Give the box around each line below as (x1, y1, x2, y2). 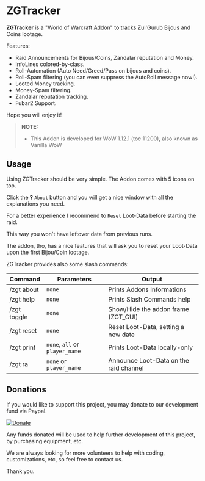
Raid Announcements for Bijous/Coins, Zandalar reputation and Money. (15, 54, 194, 61)
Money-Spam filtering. (15, 86, 72, 93)
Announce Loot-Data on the (108, 356, 189, 364)
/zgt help (9, 295, 35, 303)
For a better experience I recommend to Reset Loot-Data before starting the (6, 212, 196, 219)
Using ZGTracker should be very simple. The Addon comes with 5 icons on (6, 175, 195, 183)
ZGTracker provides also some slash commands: (6, 260, 129, 267)
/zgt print (9, 343, 36, 352)
